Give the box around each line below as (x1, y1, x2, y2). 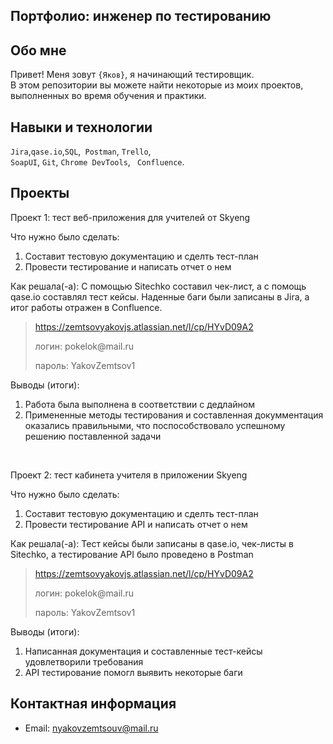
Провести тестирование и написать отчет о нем (24, 260, 232, 273)
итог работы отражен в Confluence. (10, 301, 163, 313)
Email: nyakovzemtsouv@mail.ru (24, 722, 159, 734)
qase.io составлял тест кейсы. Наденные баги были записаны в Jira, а (10, 290, 310, 303)
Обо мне (10, 42, 67, 59)
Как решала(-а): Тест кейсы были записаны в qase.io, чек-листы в (10, 537, 294, 549)
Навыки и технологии (10, 119, 153, 136)
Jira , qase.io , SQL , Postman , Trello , (10, 145, 152, 158)
